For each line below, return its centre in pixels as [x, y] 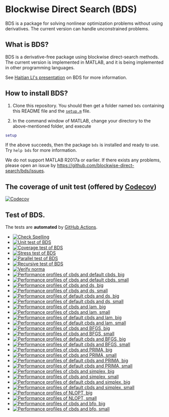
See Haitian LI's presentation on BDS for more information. [66, 77]
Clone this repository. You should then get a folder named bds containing [88, 105]
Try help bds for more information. [41, 150]
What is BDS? [27, 45]
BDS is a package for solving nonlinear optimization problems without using [84, 23]
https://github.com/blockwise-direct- [96, 165]
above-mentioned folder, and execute [52, 126]
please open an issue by [31, 165]
